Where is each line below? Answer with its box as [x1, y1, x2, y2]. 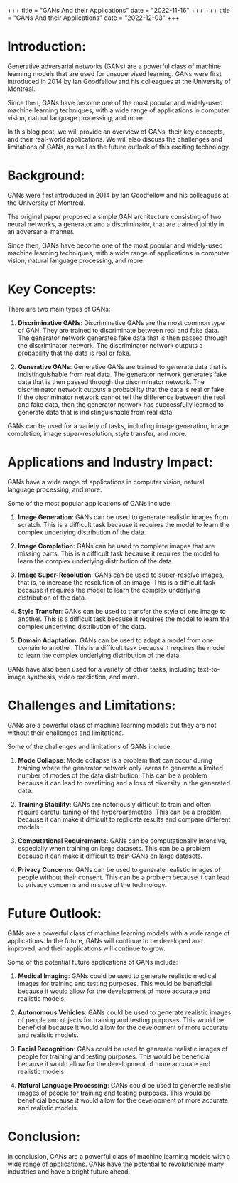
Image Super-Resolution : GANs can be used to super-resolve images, [17, 571, 225, 579]
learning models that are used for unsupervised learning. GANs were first [7, 69, 222, 78]
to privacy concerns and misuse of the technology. [17, 880, 167, 888]
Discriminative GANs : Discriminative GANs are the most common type [17, 318, 225, 327]
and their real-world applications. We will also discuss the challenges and [7, 134, 222, 143]
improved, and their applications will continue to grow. [7, 944, 166, 953]
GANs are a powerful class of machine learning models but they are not [7, 721, 217, 729]
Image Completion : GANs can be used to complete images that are [17, 541, 215, 550]
